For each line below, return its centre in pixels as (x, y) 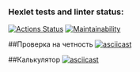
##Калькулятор (34, 60)
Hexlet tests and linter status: (66, 12)
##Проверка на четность (51, 44)
